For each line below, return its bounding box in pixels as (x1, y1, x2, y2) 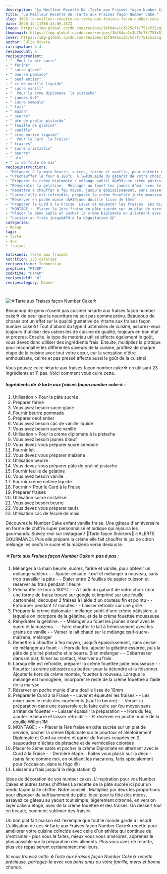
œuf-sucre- (125, 629, 150, 635)
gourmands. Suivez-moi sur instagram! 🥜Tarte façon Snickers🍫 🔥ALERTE (5, 531, 155, 537)
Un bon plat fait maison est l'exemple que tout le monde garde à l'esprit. (5, 817, 153, 824)
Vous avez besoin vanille (12, 473, 64, 479)
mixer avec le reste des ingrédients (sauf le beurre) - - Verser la (12, 698, 143, 704)
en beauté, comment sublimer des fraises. (5, 808, 92, 814)
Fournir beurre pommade (12, 410, 64, 416)
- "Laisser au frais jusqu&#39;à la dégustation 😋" (5, 216, 116, 220)
